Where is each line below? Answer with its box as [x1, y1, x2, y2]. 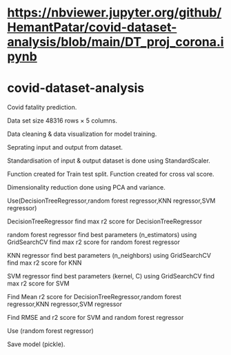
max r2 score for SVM [7, 279, 70, 287]
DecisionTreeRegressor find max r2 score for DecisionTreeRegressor [7, 217, 202, 225]
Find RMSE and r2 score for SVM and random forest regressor [7, 314, 184, 322]
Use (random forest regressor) [7, 327, 94, 335]
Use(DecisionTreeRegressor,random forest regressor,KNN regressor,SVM [7, 196, 216, 205]
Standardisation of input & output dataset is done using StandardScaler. [7, 156, 210, 165]
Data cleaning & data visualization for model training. [7, 130, 157, 139]
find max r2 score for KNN [7, 258, 82, 267]
